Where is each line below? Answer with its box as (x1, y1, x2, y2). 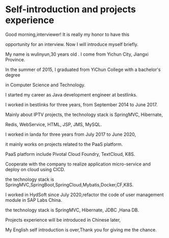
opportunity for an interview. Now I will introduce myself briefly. (5, 41, 138, 47)
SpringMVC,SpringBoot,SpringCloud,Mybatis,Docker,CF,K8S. (5, 181, 134, 187)
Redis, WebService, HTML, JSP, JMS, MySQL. (5, 121, 102, 127)
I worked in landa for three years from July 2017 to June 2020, (5, 131, 136, 137)
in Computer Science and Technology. (5, 82, 86, 88)
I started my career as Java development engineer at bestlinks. (5, 91, 137, 98)
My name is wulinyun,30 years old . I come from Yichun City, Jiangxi (5, 51, 149, 57)
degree (5, 72, 20, 78)
